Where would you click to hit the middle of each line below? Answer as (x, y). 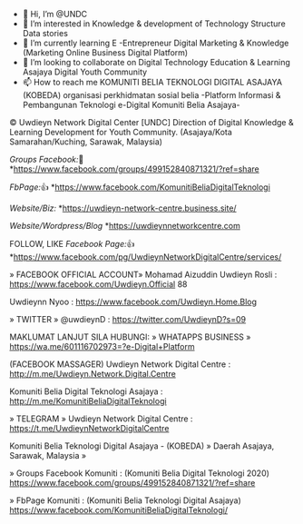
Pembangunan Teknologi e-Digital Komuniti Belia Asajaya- (131, 105)
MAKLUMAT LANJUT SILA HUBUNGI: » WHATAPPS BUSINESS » (130, 337)
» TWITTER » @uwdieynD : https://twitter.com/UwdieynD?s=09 (128, 319)
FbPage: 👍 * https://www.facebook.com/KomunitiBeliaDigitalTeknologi (140, 187)
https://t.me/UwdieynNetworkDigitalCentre (89, 428)
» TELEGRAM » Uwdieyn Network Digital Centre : (101, 419)
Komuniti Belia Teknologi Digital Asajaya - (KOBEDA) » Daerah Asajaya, (142, 446)
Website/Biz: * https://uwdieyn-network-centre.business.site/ (123, 208)
